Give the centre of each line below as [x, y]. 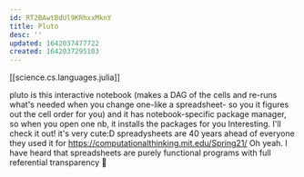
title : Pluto [34, 26]
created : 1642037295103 [55, 52]
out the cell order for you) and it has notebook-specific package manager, [148, 114]
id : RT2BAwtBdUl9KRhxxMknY [61, 18]
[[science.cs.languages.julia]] [65, 77]
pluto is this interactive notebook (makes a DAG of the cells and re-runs [143, 95]
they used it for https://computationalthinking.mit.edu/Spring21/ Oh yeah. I [149, 143]
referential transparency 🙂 [58, 162]
